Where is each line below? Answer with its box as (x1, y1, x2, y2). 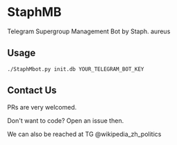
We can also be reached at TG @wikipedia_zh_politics (7, 130, 162, 138)
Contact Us (7, 85, 57, 96)
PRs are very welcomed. (7, 103, 77, 111)
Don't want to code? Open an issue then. (7, 116, 124, 125)
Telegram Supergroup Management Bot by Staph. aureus (7, 27, 171, 35)
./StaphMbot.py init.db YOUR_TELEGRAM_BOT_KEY (7, 65, 144, 73)
